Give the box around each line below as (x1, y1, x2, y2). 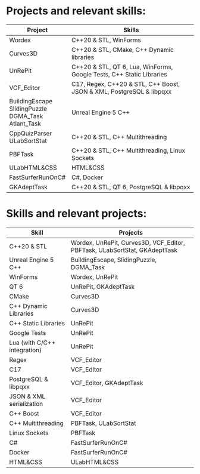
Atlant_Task (9, 119, 42, 128)
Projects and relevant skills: (6, 4, 146, 18)
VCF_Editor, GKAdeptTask (70, 378, 143, 387)
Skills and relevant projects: (6, 207, 147, 220)
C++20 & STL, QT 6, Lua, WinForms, (71, 63, 173, 71)
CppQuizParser (9, 129, 52, 137)
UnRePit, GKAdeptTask (70, 282, 135, 291)
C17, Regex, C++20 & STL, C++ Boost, (71, 79, 180, 88)
